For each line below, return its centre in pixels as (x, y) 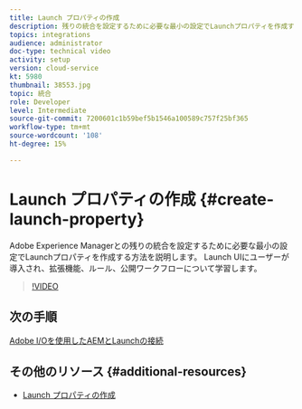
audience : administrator (56, 43)
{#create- (236, 199)
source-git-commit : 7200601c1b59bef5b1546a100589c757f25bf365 (129, 119)
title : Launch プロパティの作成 (65, 18)
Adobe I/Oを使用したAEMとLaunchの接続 (87, 340)
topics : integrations (50, 34)
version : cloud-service (54, 69)
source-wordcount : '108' (56, 136)
